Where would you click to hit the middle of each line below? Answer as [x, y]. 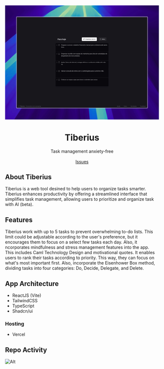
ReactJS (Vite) [27, 295]
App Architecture [32, 283]
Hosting [15, 323]
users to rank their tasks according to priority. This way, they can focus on [80, 258]
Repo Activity [26, 350]
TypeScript [23, 306]
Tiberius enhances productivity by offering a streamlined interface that [76, 194]
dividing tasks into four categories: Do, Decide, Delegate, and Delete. [74, 268]
